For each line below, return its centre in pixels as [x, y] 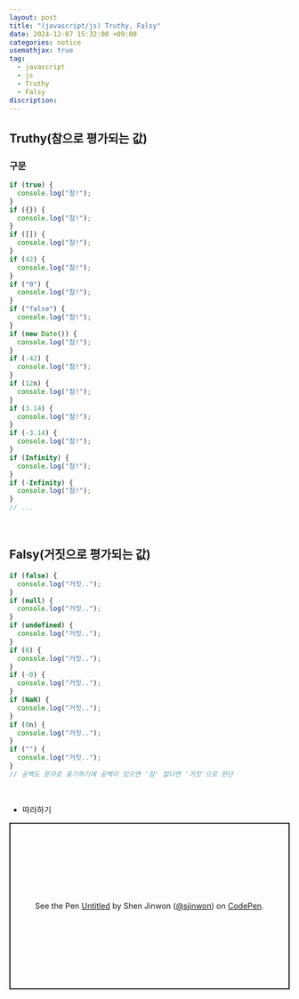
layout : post [33, 17]
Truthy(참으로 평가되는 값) [78, 138]
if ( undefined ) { [41, 625]
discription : [33, 100]
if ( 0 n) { [28, 725]
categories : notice [45, 42]
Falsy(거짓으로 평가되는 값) [80, 555]
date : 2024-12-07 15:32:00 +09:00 [73, 34]
